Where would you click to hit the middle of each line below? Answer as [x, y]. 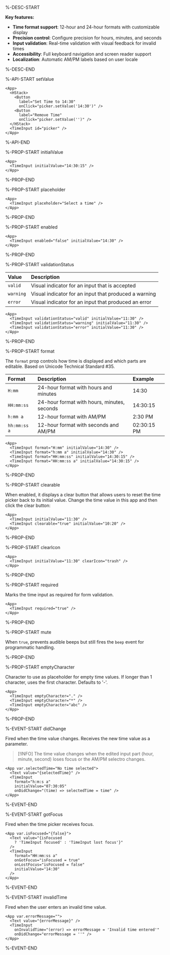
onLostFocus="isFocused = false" [50, 865]
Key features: [20, 17]
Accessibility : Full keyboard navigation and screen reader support [82, 54]
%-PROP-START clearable [33, 485]
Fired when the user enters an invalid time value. [56, 907]
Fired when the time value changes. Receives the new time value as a [78, 738]
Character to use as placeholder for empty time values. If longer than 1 [79, 677]
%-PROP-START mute [28, 632]
